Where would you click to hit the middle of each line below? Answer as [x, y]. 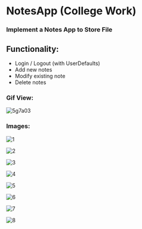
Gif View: [20, 98]
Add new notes [33, 69]
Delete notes [30, 82]
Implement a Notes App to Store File [59, 30]
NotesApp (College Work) [71, 11]
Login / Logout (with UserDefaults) [57, 63]
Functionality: [33, 49]
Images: [18, 126]
